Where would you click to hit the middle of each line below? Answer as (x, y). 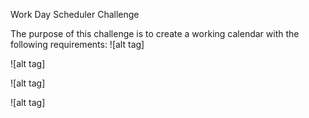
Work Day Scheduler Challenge (75, 14)
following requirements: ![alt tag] (77, 44)
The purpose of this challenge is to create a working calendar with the (155, 33)
